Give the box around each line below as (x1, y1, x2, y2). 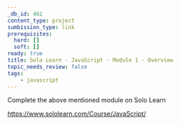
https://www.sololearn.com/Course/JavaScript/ (7, 109, 146, 118)
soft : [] (14, 43, 40, 50)
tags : (7, 70, 24, 77)
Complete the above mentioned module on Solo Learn (7, 96, 166, 104)
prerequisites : (7, 30, 53, 38)
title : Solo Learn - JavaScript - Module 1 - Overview (7, 57, 174, 64)
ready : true (7, 50, 43, 58)
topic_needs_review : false (7, 63, 88, 70)
